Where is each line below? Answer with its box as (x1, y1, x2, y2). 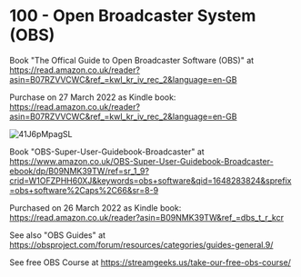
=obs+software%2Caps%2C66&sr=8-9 (9, 184, 159, 195)
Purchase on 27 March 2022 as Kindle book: (9, 92, 176, 103)
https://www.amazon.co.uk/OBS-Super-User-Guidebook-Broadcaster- (9, 155, 275, 166)
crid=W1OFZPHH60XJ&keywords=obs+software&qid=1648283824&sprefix (9, 174, 292, 186)
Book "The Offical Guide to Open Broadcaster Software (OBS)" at (9, 54, 255, 65)
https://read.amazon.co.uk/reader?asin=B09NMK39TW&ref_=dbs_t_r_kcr (9, 212, 285, 223)
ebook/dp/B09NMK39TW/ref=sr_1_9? (9, 165, 150, 176)
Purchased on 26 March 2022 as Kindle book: (9, 202, 182, 213)
